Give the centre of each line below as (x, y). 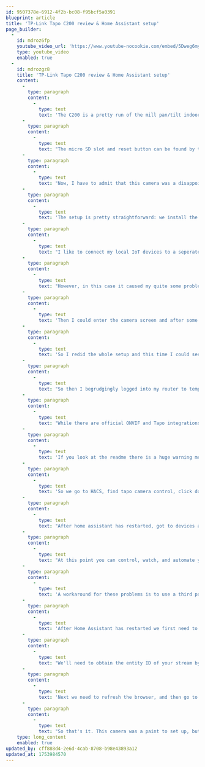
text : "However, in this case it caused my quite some (110, 286)
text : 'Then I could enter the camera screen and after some (118, 321)
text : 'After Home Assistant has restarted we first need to (118, 629)
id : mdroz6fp (33, 41)
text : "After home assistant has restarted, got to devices (117, 526)
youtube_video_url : (42, 47)
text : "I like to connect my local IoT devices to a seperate (119, 252)
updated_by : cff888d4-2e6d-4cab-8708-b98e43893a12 (72, 749)
